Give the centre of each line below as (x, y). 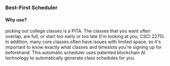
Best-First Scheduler (31, 8)
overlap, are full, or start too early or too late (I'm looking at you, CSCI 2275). (85, 37)
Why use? (16, 20)
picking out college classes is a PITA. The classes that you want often (78, 31)
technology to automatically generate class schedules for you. (70, 58)
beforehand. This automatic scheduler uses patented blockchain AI (75, 53)
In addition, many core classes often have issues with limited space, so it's (83, 42)
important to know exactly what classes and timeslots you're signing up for (84, 47)
